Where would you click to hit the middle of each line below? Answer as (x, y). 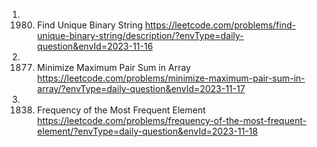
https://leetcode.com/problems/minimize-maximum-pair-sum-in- (171, 78)
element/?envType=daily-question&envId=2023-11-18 (147, 131)
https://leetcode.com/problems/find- (221, 25)
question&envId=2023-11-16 (95, 46)
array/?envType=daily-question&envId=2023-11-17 (141, 88)
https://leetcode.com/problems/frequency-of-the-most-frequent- (171, 120)
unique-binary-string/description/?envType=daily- (140, 35)
